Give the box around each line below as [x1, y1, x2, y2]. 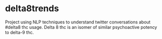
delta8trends [5, 3, 59, 14]
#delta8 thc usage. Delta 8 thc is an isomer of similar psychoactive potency [5, 24, 158, 30]
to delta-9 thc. [5, 29, 34, 35]
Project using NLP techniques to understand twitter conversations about [5, 19, 151, 25]
